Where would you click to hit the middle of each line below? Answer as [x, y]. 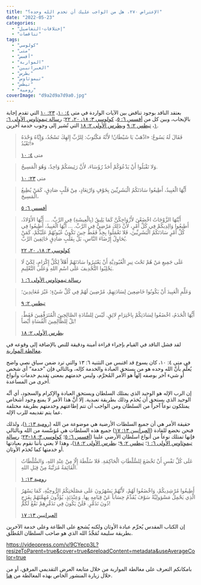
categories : [21, 23]
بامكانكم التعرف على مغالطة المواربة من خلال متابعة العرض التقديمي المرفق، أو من [99, 569]
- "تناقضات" [27, 34]
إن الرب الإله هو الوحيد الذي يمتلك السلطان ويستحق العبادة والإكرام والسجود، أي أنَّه [99, 393]
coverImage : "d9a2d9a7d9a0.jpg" [46, 95]
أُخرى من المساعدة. [28, 381]
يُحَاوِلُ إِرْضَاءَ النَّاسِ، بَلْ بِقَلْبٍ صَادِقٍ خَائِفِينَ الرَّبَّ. [74, 238]
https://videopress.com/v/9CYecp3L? [52, 544]
